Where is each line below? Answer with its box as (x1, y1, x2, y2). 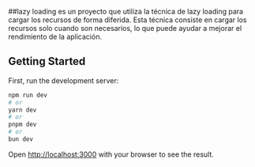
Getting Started (8, 55, 86, 68)
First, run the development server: (8, 75, 119, 85)
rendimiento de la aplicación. (8, 32, 103, 41)
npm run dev (8, 91, 47, 99)
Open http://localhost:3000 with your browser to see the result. (8, 150, 215, 159)
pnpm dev (8, 120, 37, 129)
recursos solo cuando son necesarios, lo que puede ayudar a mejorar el (8, 24, 242, 32)
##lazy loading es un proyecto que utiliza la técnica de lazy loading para (8, 7, 243, 16)
